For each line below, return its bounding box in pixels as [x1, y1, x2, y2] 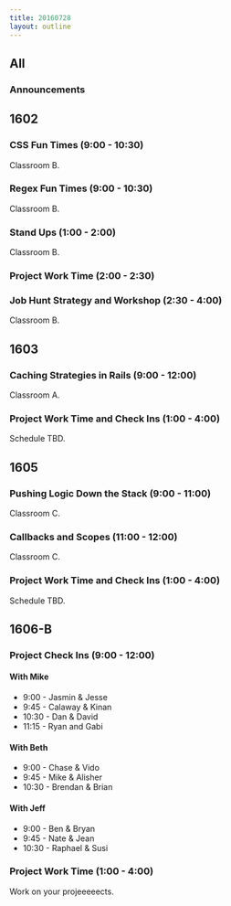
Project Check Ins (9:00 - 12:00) [9, 648, 155, 661]
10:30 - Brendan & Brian [22, 782, 113, 793]
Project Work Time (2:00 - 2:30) [9, 270, 155, 282]
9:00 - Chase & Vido [22, 762, 100, 773]
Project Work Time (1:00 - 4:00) [9, 865, 153, 878]
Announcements [9, 83, 86, 96]
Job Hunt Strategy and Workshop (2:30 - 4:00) [9, 293, 223, 306]
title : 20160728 [9, 13, 71, 23]
